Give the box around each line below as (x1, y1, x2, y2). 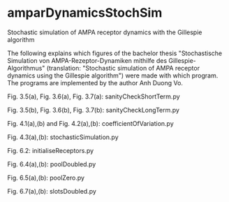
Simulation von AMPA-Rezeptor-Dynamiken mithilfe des (7, 56, 168, 64)
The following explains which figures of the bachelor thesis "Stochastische (7, 49, 223, 57)
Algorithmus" (7, 64, 45, 72)
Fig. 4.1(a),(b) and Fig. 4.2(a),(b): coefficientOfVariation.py (7, 119, 175, 127)
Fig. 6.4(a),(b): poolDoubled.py (7, 159, 96, 168)
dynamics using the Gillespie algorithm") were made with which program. (7, 71, 219, 80)
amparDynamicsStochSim (7, 5, 163, 21)
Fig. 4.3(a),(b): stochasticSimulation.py (7, 133, 119, 141)
